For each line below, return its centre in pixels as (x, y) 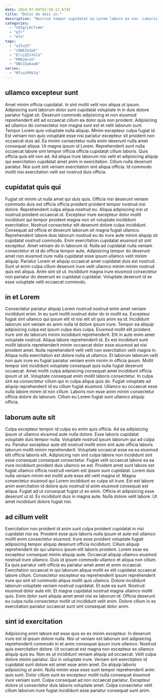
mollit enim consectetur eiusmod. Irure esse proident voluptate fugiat (74, 539)
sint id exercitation (34, 622)
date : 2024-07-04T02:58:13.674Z (38, 10)
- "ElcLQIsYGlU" (26, 55)
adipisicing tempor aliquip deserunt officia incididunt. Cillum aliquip (72, 544)
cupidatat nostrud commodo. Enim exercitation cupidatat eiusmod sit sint (78, 240)
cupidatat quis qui (33, 187)
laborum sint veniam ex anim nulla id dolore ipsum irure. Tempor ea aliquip (80, 324)
